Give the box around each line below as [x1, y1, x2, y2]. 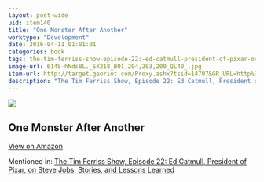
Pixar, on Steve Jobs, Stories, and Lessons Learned [8, 166, 175, 175]
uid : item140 [8, 19, 51, 27]
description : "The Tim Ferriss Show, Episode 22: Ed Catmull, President [8, 77, 251, 85]
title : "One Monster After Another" [8, 26, 128, 34]
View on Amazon [8, 142, 63, 151]
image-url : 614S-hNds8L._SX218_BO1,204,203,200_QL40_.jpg [8, 63, 202, 71]
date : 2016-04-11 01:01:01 [8, 41, 97, 49]
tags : [8, 56, 26, 64]
